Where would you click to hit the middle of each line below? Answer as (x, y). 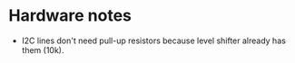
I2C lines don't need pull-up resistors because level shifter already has (154, 40)
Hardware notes (70, 16)
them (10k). (43, 49)
